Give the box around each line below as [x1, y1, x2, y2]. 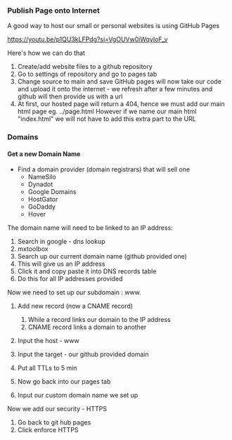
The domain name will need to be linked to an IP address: [7, 224, 174, 232]
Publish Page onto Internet [7, 6, 101, 15]
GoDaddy [27, 202, 56, 211]
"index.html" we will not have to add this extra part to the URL [17, 115, 197, 123]
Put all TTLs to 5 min [17, 364, 77, 373]
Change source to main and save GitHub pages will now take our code [17, 77, 221, 86]
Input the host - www [17, 337, 79, 345]
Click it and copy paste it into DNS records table [17, 267, 157, 276]
